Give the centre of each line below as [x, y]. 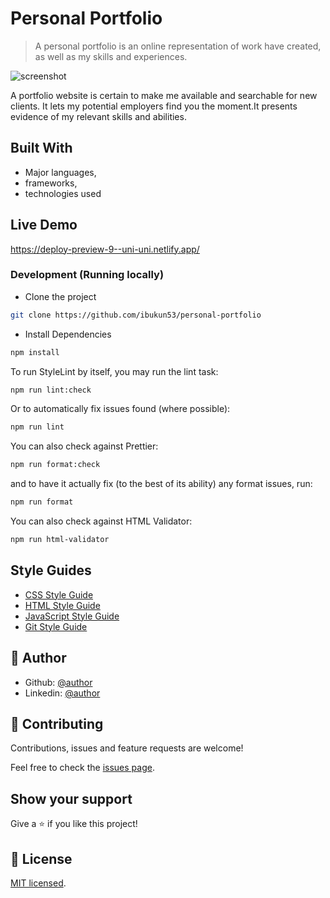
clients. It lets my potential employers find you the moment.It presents [154, 106]
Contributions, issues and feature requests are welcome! [127, 748]
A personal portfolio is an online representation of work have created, [178, 46]
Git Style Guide [56, 626]
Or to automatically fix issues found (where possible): [120, 409]
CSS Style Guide [59, 594]
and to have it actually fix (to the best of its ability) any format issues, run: [161, 484]
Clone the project [60, 296]
